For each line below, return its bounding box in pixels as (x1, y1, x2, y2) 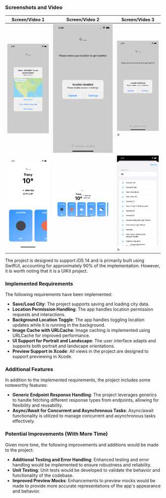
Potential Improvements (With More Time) (5, 430, 108, 437)
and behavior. (12, 488, 41, 494)
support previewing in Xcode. (12, 353, 73, 359)
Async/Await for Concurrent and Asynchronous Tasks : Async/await (12, 408, 154, 414)
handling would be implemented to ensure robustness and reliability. (12, 461, 152, 468)
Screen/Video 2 (66, 16, 100, 22)
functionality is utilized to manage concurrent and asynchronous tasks (12, 413, 156, 419)
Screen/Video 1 (11, 16, 45, 22)
